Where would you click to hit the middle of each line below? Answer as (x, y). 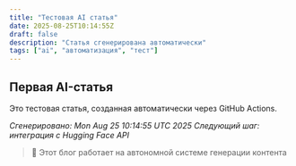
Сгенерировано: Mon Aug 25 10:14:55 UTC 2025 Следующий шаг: (135, 125)
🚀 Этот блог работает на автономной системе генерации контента (159, 152)
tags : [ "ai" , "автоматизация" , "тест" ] (84, 51)
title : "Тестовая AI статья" (64, 17)
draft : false (34, 34)
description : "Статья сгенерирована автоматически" (108, 42)
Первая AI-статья (61, 87)
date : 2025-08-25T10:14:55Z (62, 26)
